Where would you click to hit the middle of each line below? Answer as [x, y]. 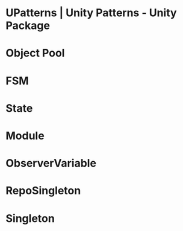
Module [25, 136]
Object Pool [35, 53]
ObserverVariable [51, 163]
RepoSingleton [43, 191]
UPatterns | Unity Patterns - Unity [91, 13]
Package [28, 26]
